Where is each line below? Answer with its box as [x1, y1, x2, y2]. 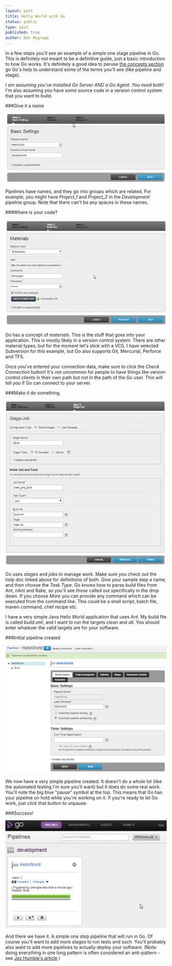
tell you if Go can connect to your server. [5, 380, 92, 386]
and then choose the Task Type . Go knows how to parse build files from [5, 582, 157, 588]
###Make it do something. [5, 390, 61, 396]
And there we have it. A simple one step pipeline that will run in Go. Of [5, 933, 153, 939]
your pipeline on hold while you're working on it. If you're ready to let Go [5, 795, 158, 801]
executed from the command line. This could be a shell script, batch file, [5, 598, 158, 605]
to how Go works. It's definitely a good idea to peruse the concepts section [5, 61, 164, 67]
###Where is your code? [5, 209, 58, 215]
